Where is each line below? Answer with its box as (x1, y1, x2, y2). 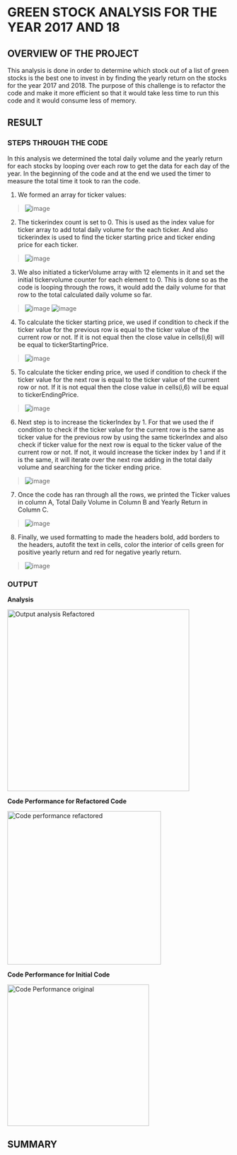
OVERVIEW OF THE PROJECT (7, 47, 139, 59)
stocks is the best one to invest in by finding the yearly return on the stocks (7, 74, 227, 82)
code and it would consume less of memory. (7, 96, 137, 105)
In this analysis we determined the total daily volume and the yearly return (7, 154, 223, 163)
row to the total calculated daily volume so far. (17, 290, 152, 299)
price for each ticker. (17, 240, 79, 248)
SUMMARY (7, 1139, 58, 1151)
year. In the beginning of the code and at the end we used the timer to (7, 169, 211, 178)
